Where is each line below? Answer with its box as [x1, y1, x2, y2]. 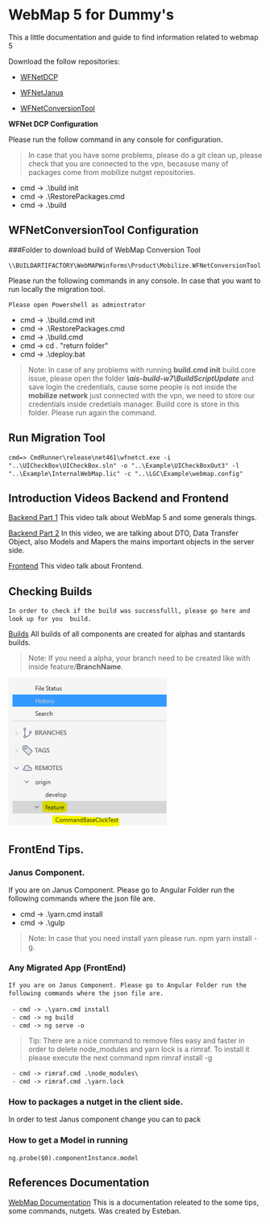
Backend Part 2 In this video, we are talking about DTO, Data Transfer [8, 528, 239, 538]
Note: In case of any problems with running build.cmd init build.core [27, 364, 256, 374]
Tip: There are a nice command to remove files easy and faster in [27, 1036, 245, 1046]
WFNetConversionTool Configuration [8, 223, 199, 237]
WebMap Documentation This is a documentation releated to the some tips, [8, 1197, 260, 1207]
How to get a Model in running [8, 1134, 129, 1146]
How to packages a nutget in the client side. [8, 1097, 184, 1108]
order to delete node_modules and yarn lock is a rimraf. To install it [27, 1044, 250, 1054]
